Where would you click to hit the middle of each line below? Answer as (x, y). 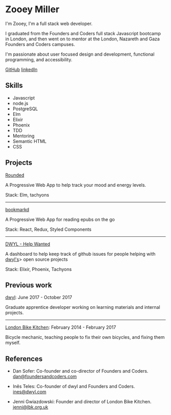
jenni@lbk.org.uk (30, 407)
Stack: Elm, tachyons (27, 194)
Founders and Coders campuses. (40, 44)
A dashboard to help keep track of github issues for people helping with (80, 254)
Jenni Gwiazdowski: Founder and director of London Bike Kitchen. (82, 402)
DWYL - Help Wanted (28, 244)
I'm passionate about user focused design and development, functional (80, 54)
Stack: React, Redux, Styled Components (48, 229)
